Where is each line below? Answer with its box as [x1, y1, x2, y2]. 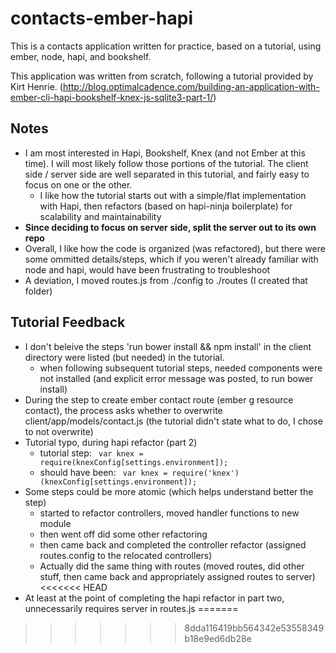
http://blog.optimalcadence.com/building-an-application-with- [62, 80, 320, 92]
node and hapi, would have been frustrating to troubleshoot [24, 263, 271, 276]
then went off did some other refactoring [39, 528, 208, 540]
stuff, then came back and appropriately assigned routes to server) [39, 570, 316, 582]
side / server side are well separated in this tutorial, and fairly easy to [24, 168, 310, 180]
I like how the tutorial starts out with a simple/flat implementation [39, 189, 307, 201]
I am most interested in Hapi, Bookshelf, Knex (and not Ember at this [24, 147, 306, 159]
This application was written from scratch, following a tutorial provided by [10, 70, 314, 82]
